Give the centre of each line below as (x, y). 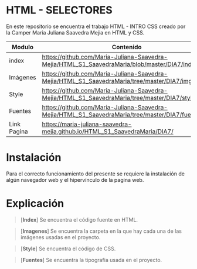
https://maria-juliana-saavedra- (87, 124)
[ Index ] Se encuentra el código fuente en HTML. (79, 219)
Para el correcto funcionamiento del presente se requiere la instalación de (95, 174)
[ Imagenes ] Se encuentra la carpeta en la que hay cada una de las (101, 231)
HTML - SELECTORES (59, 10)
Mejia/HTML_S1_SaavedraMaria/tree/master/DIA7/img (117, 81)
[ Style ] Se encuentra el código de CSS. (68, 249)
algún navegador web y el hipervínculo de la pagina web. (75, 180)
